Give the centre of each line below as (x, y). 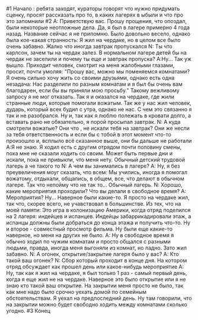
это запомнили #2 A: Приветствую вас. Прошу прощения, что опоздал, (96, 21)
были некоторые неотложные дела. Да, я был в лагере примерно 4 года (98, 27)
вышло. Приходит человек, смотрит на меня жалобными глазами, (90, 65)
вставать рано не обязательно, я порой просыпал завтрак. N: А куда (93, 122)
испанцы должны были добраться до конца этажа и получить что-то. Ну (98, 223)
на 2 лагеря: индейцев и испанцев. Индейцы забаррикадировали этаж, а (99, 216)
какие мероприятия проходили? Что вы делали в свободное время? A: (96, 191)
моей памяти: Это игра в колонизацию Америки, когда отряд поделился (98, 210)
